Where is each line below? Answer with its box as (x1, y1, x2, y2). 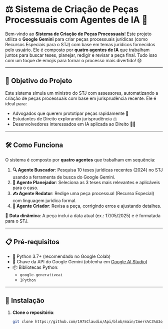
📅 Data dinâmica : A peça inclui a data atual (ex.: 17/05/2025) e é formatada (5, 212, 161, 219)
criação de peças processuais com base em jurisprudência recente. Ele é (5, 95, 156, 101)
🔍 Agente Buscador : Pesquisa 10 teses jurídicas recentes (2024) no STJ (12, 167, 163, 173)
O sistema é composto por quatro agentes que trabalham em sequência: (5, 156, 156, 162)
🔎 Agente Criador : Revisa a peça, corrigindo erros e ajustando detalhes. (12, 203, 161, 209)
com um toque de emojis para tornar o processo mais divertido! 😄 (5, 57, 142, 63)
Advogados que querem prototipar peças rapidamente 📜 (12, 110, 129, 116)
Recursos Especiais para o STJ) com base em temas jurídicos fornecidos (5, 41, 155, 47)
